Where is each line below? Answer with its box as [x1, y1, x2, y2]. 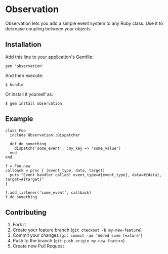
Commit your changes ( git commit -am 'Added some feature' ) [12, 232, 143, 238]
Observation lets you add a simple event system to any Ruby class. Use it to [5, 20, 163, 26]
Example [5, 115, 33, 123]
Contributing [5, 208, 47, 217]
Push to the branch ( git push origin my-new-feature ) [12, 238, 125, 244]
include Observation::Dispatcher [10, 133, 80, 138]
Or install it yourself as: [5, 91, 53, 97]
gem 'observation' [5, 63, 44, 69]
